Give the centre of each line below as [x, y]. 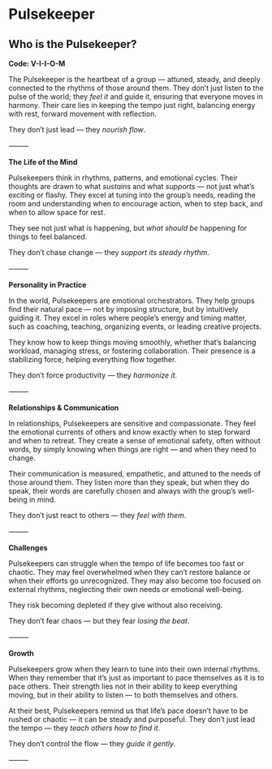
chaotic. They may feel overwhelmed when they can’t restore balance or [130, 572]
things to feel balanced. [48, 237]
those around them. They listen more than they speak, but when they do [129, 482]
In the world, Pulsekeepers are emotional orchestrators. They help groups [132, 300]
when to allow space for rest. [57, 212]
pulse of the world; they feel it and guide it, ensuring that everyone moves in [136, 97]
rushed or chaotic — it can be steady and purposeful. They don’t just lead [132, 719]
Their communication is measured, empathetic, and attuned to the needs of [135, 473]
